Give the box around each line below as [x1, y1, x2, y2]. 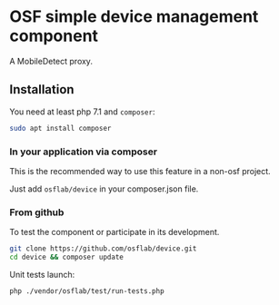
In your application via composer [9, 145, 157, 158]
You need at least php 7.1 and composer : [9, 106, 155, 117]
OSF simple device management [9, 6, 259, 27]
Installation [9, 82, 75, 97]
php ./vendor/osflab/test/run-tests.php [9, 286, 165, 296]
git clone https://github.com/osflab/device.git [9, 244, 197, 253]
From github [9, 206, 65, 219]
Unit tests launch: [9, 269, 75, 280]
